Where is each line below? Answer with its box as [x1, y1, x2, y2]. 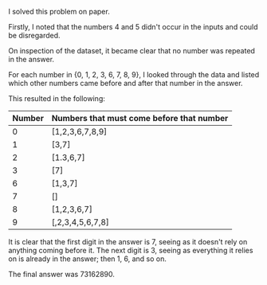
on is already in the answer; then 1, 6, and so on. [8, 254, 167, 264]
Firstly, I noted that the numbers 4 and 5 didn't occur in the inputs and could [8, 22, 258, 31]
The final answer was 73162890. [8, 270, 116, 279]
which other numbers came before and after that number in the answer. [8, 79, 243, 88]
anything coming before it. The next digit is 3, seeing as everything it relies [8, 246, 253, 255]
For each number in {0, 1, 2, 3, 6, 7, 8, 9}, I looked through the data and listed [8, 70, 260, 79]
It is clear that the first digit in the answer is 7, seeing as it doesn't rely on [8, 237, 248, 246]
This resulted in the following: [8, 94, 105, 103]
